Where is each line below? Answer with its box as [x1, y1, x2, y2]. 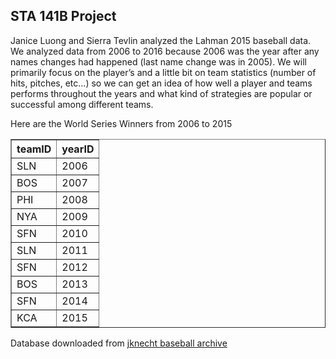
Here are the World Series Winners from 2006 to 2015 [10, 117, 233, 129]
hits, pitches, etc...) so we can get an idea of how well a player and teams [10, 77, 313, 89]
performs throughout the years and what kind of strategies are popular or [10, 87, 313, 99]
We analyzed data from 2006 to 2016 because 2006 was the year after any [10, 45, 320, 57]
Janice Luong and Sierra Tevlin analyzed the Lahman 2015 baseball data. [10, 34, 312, 46]
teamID [16, 142, 52, 156]
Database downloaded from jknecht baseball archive [10, 337, 228, 349]
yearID [61, 142, 95, 156]
